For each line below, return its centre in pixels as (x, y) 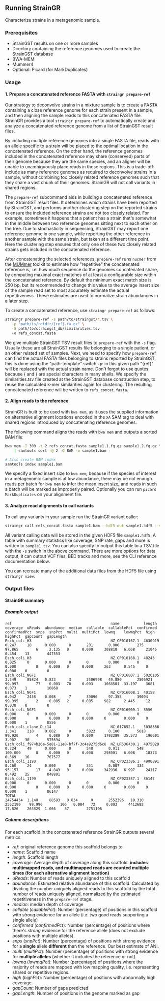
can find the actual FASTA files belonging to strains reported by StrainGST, (81, 358)
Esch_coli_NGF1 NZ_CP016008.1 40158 (80, 692)
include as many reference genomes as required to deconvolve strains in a (81, 172)
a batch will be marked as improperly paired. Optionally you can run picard (81, 489)
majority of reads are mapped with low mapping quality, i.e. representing (86, 967)
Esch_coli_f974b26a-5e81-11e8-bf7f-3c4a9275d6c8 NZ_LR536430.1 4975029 (82, 744)
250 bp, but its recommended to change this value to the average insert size (82, 285)
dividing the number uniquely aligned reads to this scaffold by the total (84, 888)
